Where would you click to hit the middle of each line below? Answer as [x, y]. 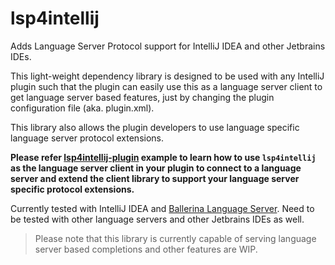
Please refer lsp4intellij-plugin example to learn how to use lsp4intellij [163, 157]
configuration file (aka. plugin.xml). [82, 108]
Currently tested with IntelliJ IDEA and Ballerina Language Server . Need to [162, 208]
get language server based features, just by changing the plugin [142, 97]
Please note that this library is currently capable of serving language [175, 238]
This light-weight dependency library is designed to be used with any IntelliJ [167, 76]
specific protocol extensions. [72, 189]
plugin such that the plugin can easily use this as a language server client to [166, 86]
